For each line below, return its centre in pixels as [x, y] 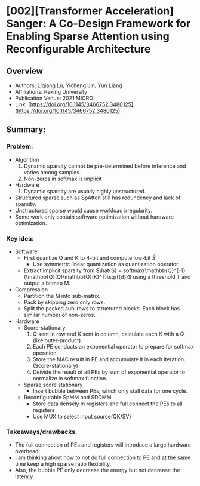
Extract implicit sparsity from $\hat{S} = [73, 270]
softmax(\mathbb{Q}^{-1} [154, 270]
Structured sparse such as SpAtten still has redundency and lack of [98, 198]
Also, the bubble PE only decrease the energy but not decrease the [97, 470]
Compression [31, 289]
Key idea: [20, 238]
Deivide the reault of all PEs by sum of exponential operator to [109, 372]
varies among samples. [52, 172]
